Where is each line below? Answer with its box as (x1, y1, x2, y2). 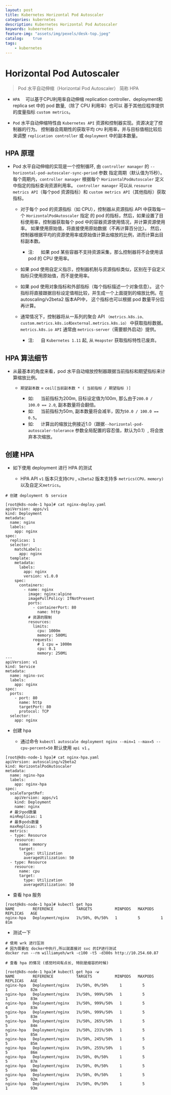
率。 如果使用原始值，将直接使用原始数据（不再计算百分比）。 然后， (20, 226, 164, 232)
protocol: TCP (18, 709, 50, 714)
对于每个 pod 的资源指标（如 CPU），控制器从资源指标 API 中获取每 (20, 206, 161, 212)
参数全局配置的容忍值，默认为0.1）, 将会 (75, 428, 159, 434)
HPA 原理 (5, 149, 35, 158)
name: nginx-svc (10, 673, 44, 678)
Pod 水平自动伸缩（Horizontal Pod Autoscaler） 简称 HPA (17, 85, 139, 91)
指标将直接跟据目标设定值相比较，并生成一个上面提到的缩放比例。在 (20, 290, 164, 296)
